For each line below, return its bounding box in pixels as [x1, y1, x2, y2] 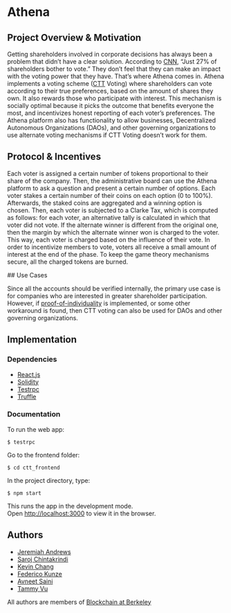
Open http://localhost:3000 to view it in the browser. [7, 509, 156, 518]
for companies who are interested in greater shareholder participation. [7, 291, 207, 300]
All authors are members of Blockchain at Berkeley [7, 598, 151, 606]
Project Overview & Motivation [7, 32, 142, 44]
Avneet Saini [17, 577, 53, 585]
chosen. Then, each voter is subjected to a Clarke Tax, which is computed [7, 205, 219, 214]
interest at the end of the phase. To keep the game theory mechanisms [7, 250, 210, 258]
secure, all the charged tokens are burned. [7, 257, 129, 266]
